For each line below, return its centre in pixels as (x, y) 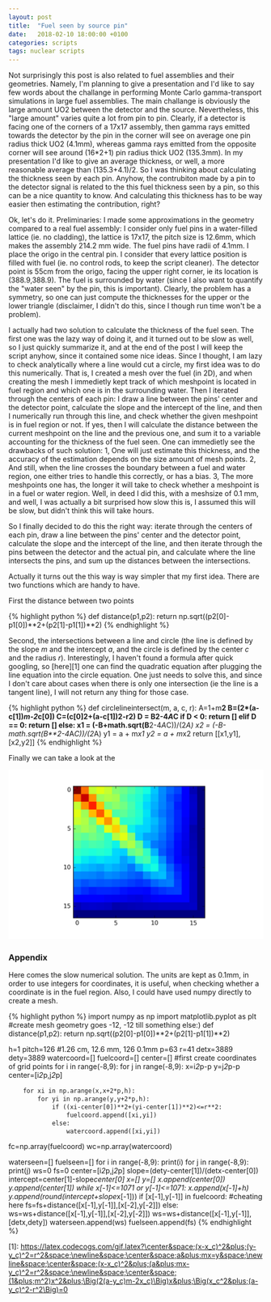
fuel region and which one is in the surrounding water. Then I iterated (123, 390)
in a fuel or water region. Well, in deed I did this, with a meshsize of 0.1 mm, (133, 494)
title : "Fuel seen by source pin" (68, 25)
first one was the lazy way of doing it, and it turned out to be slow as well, (131, 339)
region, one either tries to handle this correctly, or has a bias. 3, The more (131, 477)
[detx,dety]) (28, 1223)
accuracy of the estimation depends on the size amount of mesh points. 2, (132, 459)
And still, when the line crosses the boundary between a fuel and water (127, 468)
